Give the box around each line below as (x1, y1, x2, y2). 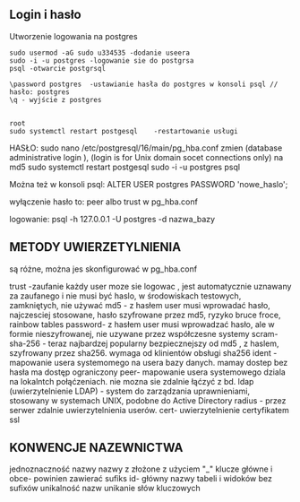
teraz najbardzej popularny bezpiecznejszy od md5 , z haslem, (47, 338, 279, 349)
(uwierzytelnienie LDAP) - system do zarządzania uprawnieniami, (9, 385, 251, 396)
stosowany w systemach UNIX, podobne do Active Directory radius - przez (9, 394, 287, 406)
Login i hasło (9, 7, 82, 22)
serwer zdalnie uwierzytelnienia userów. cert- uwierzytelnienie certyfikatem (9, 404, 289, 415)
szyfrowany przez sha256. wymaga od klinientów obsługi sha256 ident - (9, 347, 278, 358)
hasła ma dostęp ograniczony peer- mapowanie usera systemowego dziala (9, 367, 287, 377)
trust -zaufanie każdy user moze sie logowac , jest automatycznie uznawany (9, 281, 292, 291)
